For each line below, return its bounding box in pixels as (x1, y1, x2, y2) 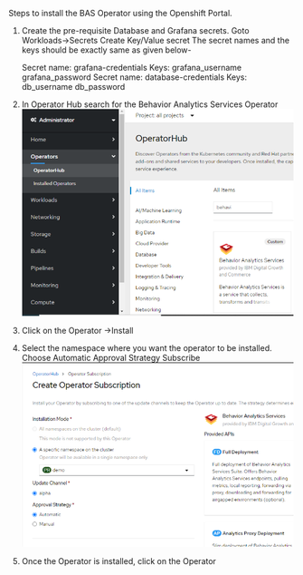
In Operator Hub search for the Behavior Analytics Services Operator (21, 99, 279, 110)
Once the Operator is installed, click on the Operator (21, 555, 216, 566)
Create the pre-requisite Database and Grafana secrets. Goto (21, 25, 250, 35)
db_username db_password (21, 82, 126, 92)
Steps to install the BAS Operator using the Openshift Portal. (8, 8, 232, 18)
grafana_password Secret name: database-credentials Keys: (21, 72, 248, 83)
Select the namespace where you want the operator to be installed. (21, 342, 272, 353)
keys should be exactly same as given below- (21, 44, 192, 55)
